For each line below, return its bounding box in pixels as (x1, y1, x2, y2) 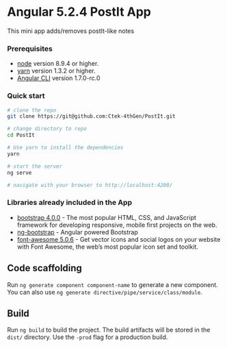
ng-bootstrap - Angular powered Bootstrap (16, 227, 139, 236)
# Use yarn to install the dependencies (7, 145, 124, 151)
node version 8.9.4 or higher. (16, 60, 99, 68)
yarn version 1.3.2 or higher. (16, 66, 96, 75)
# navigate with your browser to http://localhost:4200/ (7, 182, 173, 188)
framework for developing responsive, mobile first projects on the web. (16, 221, 217, 229)
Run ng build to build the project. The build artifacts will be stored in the (7, 326, 211, 334)
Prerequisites (7, 44, 53, 53)
